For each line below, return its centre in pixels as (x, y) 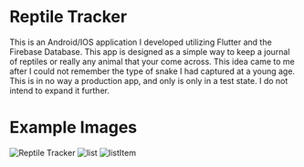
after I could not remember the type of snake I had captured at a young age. (152, 71)
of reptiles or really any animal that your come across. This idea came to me (152, 61)
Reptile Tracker (68, 17)
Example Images (73, 127)
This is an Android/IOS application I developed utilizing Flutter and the (141, 42)
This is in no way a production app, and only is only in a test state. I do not (149, 80)
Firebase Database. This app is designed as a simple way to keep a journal (150, 51)
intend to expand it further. (59, 90)
